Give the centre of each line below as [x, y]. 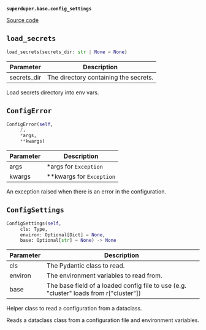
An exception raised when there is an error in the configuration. [86, 192]
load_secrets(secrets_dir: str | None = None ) [67, 52]
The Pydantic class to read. [86, 266]
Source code [22, 20]
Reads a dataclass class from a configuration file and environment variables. [103, 320]
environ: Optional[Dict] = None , [63, 235]
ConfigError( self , [30, 124]
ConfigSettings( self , [34, 223]
